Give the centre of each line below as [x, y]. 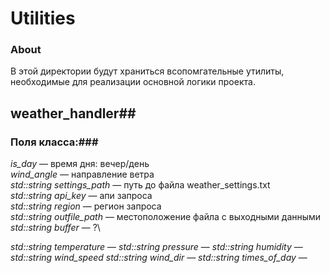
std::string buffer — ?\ [55, 228]
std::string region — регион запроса [86, 206]
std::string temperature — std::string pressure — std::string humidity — [156, 247]
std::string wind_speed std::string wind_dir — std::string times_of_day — [159, 258]
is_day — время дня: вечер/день [80, 164]
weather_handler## [73, 113]
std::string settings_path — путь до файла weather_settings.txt [140, 185]
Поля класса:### [54, 142]
